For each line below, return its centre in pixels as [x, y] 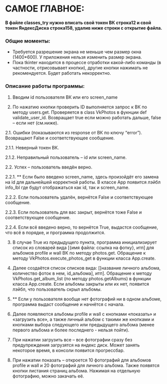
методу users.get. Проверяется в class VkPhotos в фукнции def [80, 112]
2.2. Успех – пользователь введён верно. [49, 167]
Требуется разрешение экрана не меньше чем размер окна [77, 52]
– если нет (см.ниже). [35, 123]
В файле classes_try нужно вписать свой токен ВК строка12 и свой [78, 23]
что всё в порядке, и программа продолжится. [55, 232]
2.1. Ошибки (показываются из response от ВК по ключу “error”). [74, 132]
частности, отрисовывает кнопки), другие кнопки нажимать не [80, 68]
